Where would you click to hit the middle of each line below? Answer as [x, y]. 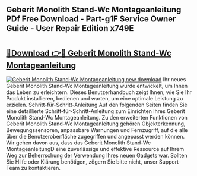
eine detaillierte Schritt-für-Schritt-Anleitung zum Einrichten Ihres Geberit [96, 111]
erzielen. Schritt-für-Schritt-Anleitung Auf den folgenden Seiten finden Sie [97, 105]
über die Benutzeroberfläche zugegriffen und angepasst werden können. [96, 136]
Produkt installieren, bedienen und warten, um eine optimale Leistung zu [95, 98]
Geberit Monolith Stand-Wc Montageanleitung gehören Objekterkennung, [96, 124]
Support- [170, 162]
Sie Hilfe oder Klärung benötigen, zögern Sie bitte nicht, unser [82, 162]
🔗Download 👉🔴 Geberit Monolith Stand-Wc [89, 53]
